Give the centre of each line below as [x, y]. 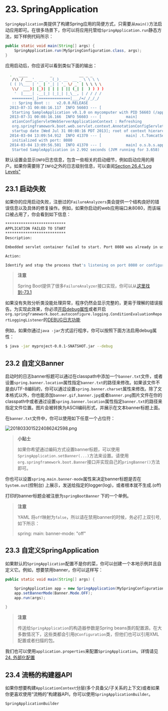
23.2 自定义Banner [34, 363]
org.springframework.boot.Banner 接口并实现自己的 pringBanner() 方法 [88, 462]
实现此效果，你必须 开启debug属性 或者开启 [62, 309]
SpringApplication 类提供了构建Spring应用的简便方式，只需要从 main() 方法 [81, 24]
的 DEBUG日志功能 [62, 320]
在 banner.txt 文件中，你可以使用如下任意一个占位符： [60, 418]
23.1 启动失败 [25, 189]
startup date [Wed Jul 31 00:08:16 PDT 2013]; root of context [79, 131]
